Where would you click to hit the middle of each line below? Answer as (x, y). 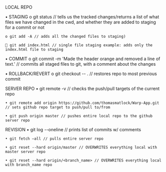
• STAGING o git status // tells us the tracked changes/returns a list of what (82, 17)
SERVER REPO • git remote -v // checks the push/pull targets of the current (83, 88)
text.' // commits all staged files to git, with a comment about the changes (81, 64)
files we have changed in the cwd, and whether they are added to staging (81, 22)
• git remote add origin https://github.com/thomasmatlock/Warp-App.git (82, 103)
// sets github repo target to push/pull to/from (58, 107)
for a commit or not (25, 27)
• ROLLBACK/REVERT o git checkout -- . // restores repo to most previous (81, 74)
